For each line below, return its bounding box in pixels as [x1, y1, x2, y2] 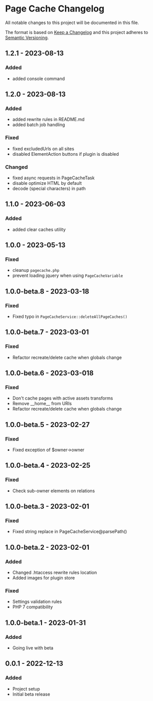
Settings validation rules [12, 599, 62, 605]
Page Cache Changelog [5, 3, 105, 15]
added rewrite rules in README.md [12, 116, 85, 123]
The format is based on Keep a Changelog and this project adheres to [5, 29, 149, 35]
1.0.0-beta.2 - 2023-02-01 [5, 543, 90, 551]
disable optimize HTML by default [12, 180, 82, 186]
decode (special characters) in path [12, 185, 86, 191]
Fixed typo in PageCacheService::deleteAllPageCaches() [12, 313, 128, 319]
